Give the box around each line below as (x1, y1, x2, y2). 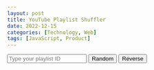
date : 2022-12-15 (7, 22, 57, 29)
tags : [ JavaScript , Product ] (7, 35, 91, 42)
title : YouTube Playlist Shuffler (7, 16, 107, 23)
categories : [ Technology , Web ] (7, 29, 97, 36)
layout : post (7, 10, 45, 17)
